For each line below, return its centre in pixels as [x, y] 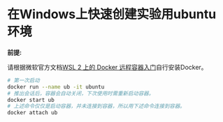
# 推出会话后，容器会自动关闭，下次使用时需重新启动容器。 [81, 93]
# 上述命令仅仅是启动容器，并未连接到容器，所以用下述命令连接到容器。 [96, 106]
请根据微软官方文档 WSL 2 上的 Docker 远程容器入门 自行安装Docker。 [107, 67]
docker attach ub [33, 113]
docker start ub [31, 100]
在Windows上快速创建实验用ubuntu [112, 14]
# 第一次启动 [23, 80]
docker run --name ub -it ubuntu [56, 87]
